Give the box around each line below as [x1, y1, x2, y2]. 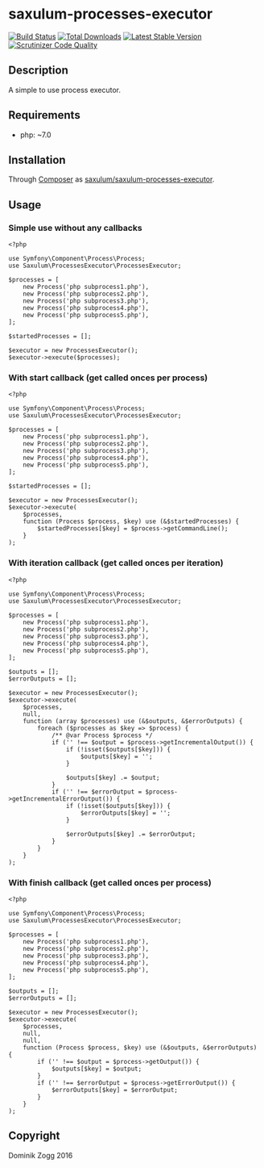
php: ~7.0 [19, 130, 52, 140]
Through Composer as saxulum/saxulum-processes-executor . [8, 174, 215, 184]
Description [8, 64, 68, 77]
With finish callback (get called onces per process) [8, 877, 212, 888]
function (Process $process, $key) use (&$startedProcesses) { [23, 517, 240, 525]
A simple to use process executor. [8, 85, 122, 94]
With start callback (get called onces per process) [8, 372, 208, 383]
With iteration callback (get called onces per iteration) [8, 558, 224, 569]
